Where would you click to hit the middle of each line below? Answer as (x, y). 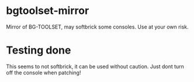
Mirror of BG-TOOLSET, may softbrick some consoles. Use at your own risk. (97, 27)
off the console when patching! (44, 72)
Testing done (39, 50)
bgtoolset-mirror (48, 11)
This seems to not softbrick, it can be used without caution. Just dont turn (95, 66)
